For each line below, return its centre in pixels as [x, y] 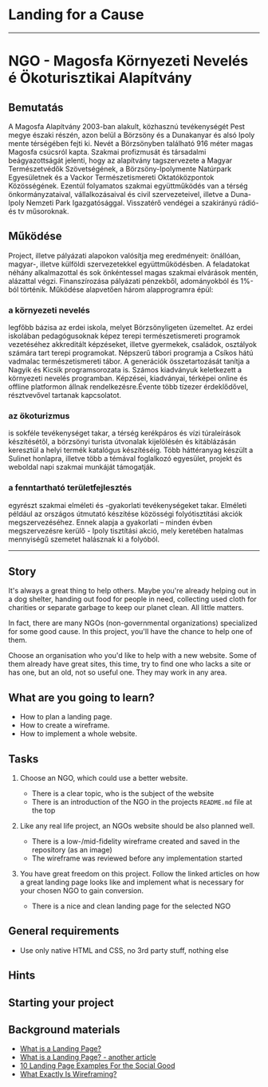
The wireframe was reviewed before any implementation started [137, 858]
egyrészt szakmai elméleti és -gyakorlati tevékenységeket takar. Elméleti [128, 505]
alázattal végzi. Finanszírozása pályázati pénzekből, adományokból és [124, 281]
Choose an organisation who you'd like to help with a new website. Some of [133, 656]
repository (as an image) [72, 850]
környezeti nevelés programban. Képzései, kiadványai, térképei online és [128, 378]
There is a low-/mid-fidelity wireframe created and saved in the [136, 841]
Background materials [65, 1030]
